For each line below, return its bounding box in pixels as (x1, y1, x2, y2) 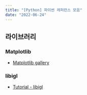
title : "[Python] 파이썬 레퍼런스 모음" (5, 7, 82, 13)
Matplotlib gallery (12, 60, 49, 66)
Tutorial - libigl (12, 84, 43, 90)
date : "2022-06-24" (5, 12, 47, 17)
